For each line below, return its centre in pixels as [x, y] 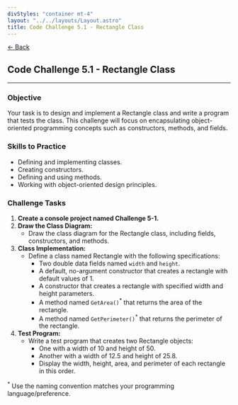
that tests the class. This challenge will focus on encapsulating [98, 120]
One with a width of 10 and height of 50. [97, 348]
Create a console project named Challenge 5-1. [88, 218]
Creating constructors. [50, 169]
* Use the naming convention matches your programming [91, 385]
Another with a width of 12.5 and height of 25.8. [108, 356]
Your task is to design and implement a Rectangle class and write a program [118, 113]
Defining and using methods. [60, 177]
